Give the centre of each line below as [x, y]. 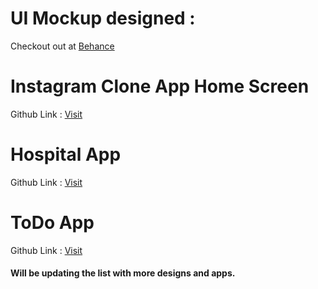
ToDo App [52, 223]
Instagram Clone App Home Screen [160, 86]
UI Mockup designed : [103, 18]
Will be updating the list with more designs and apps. [123, 273]
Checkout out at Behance [62, 46]
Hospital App [66, 154]
